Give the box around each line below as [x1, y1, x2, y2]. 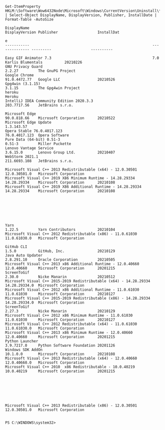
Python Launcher [5, 339, 38, 344]
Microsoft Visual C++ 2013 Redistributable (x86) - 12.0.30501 [5, 403, 137, 408]
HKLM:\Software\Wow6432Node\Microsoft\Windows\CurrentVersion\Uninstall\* [5, 8, 162, 13]
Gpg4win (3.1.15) [5, 81, 41, 86]
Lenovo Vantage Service [5, 146, 54, 151]
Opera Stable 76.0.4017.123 [5, 128, 63, 133]
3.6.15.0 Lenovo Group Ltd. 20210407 [5, 150, 115, 155]
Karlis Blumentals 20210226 [5, 60, 82, 65]
